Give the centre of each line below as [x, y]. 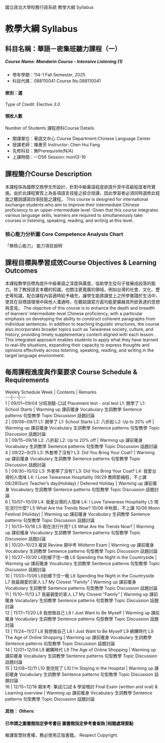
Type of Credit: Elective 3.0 [33, 104]
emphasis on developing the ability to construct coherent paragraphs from [80, 318]
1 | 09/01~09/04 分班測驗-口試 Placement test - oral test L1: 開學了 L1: [75, 403]
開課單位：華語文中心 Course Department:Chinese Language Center [81, 138]
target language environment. [35, 355]
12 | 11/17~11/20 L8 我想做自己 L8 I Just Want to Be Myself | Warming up [78, 612]
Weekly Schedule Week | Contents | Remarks [51, 392]
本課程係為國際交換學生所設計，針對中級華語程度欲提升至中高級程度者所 [78, 187]
